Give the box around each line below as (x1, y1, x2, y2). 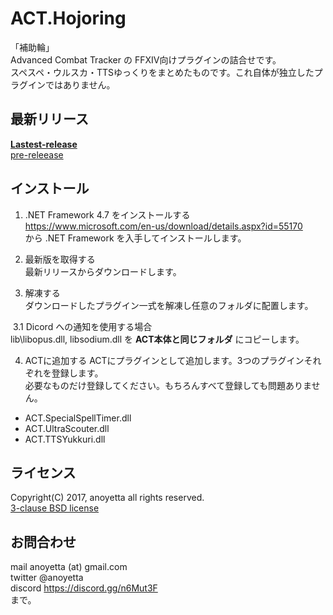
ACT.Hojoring (10, 7, 127, 30)
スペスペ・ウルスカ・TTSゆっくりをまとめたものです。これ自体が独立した (10, 66, 315, 78)
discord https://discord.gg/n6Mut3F (10, 582, 158, 594)
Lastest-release (10, 138, 78, 150)
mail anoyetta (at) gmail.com (10, 561, 128, 573)
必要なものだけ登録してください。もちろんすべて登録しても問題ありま (24, 379, 312, 391)
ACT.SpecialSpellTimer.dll (24, 412, 132, 424)
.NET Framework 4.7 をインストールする (24, 208, 191, 221)
